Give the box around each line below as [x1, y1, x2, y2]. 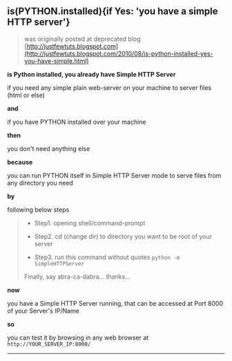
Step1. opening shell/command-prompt [34, 219, 146, 227]
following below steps [7, 205, 70, 214]
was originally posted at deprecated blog [23, 35, 141, 43]
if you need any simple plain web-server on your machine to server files [7, 83, 212, 92]
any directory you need [7, 178, 74, 187]
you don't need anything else [7, 145, 90, 153]
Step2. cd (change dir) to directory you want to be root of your [34, 232, 213, 241]
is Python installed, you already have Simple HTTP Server [7, 70, 176, 78]
